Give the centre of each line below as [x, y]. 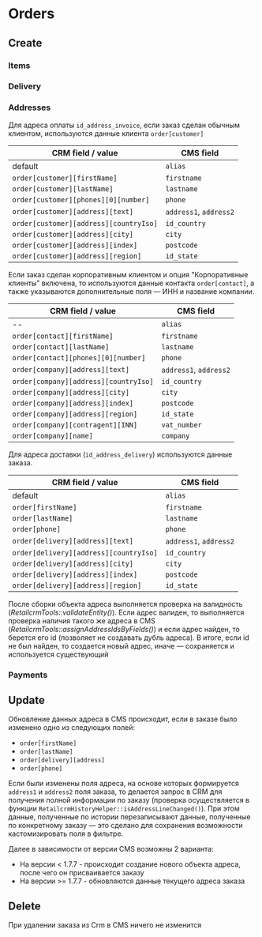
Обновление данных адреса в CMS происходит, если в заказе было [123, 719]
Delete [24, 906]
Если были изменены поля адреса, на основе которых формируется [124, 784]
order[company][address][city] [71, 392]
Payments [28, 675]
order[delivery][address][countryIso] [85, 553]
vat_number [182, 425]
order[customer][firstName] [65, 178]
